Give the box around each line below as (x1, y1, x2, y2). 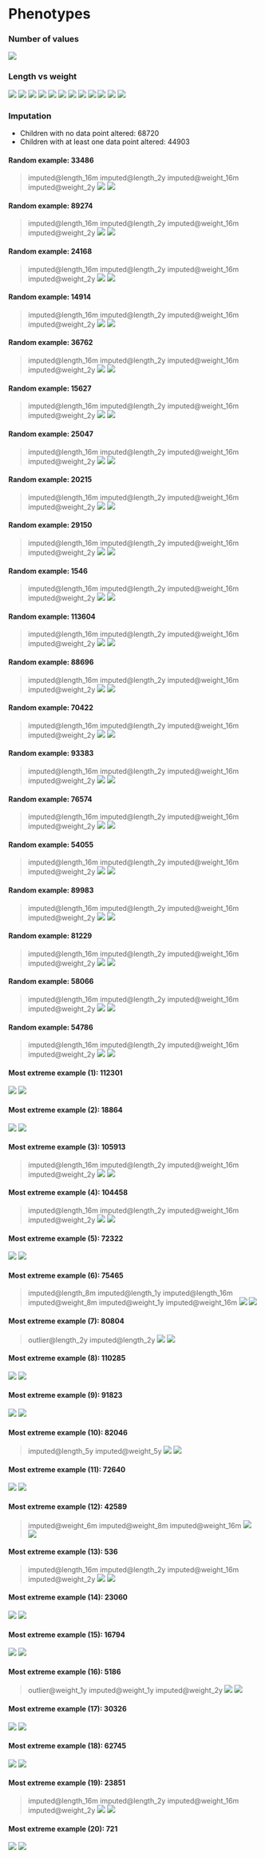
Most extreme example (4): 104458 (8, 1188, 129, 1198)
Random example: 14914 (8, 292, 92, 302)
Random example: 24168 (8, 247, 93, 256)
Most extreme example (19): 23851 (8, 1778, 126, 1788)
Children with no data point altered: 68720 (19, 129, 160, 138)
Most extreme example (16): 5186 (8, 1667, 121, 1676)
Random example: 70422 (8, 703, 93, 712)
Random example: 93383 (8, 748, 94, 758)
